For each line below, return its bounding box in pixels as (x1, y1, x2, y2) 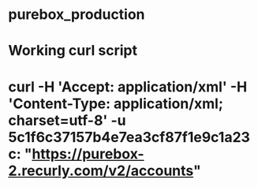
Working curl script (8, 42, 138, 60)
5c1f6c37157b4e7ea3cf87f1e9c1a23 (8, 128, 251, 146)
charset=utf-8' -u (8, 111, 126, 129)
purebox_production (8, 6, 145, 24)
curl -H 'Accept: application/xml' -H (8, 77, 248, 95)
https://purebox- (31, 144, 144, 163)
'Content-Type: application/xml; (8, 95, 223, 112)
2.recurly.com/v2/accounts (8, 162, 194, 179)
